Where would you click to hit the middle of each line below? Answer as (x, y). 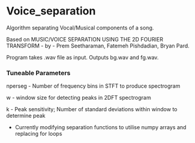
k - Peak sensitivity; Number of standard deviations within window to (92, 109)
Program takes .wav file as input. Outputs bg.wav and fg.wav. (82, 57)
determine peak (26, 116)
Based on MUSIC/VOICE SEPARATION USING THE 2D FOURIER (85, 39)
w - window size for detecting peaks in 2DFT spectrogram (79, 98)
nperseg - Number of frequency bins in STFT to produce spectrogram (93, 86)
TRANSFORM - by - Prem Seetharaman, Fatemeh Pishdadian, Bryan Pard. (98, 46)
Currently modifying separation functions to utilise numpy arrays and (101, 127)
